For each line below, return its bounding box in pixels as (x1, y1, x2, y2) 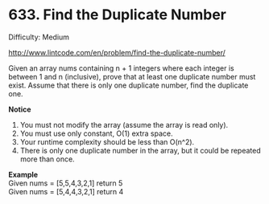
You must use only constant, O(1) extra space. (19, 129, 173, 138)
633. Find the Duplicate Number (8, 6, 227, 24)
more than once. (19, 154, 75, 164)
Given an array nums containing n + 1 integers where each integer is (8, 63, 235, 73)
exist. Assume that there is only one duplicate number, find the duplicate (8, 80, 249, 90)
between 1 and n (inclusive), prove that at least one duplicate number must (8, 71, 256, 81)
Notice (8, 104, 31, 114)
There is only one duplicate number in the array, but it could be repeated (19, 145, 262, 155)
